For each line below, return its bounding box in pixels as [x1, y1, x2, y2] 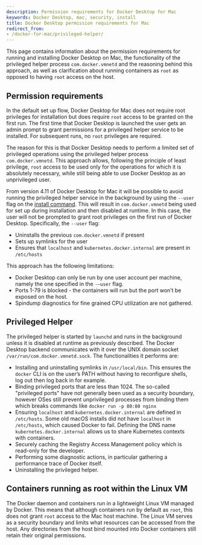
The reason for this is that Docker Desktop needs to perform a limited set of [6, 144, 194, 151]
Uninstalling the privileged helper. [14, 466, 99, 473]
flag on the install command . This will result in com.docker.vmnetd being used [6, 200, 197, 208]
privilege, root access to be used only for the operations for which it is [6, 163, 181, 170]
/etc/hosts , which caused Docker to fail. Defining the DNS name [14, 421, 176, 428]
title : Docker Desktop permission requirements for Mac [6, 20, 150, 26]
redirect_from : [6, 25, 45, 32]
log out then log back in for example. [14, 376, 107, 384]
